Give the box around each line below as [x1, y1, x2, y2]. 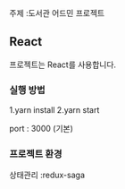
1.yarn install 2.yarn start [9, 105, 100, 116]
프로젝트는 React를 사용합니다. [9, 59, 117, 70]
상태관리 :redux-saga [9, 169, 86, 181]
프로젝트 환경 [9, 148, 62, 160]
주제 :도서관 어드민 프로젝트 [9, 8, 105, 18]
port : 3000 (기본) [9, 124, 73, 134]
